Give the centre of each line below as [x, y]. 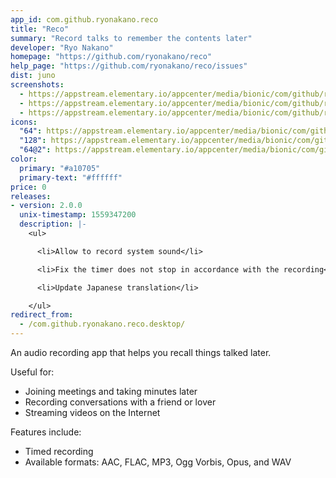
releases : [31, 196]
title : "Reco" [40, 29]
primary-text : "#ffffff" [71, 177]
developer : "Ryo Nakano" [62, 47]
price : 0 [28, 187]
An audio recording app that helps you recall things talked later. [141, 352]
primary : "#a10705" [60, 168]
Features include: [46, 432]
